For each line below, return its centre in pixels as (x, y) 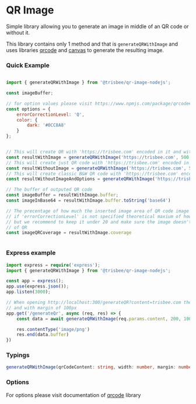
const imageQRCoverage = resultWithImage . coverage (69, 233)
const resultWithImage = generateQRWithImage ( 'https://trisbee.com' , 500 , (99, 157)
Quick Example (28, 65)
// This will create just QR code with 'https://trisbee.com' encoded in (98, 163)
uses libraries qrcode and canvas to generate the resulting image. (85, 50)
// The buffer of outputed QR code (49, 190)
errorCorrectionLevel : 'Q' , (50, 115)
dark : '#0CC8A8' (47, 125)
